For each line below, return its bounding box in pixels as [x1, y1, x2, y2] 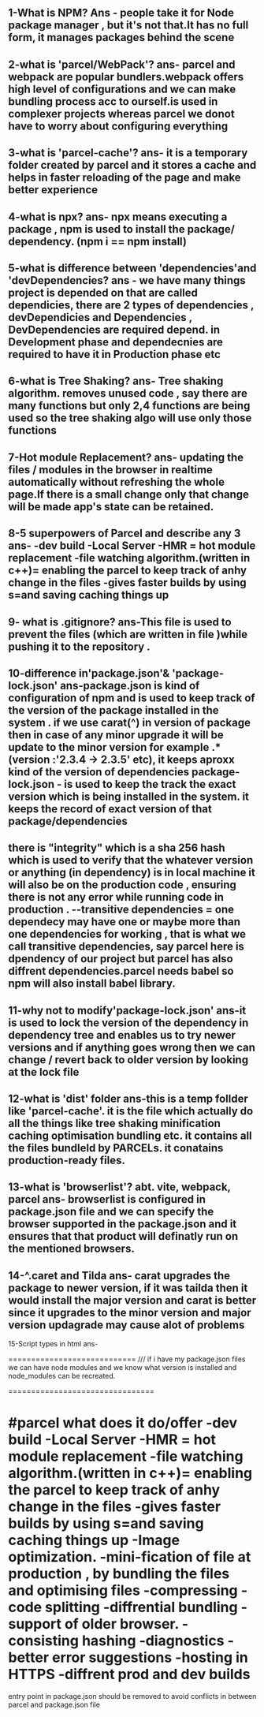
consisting [8, 1632, 79, 1650]
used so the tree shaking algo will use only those [8, 412, 252, 425]
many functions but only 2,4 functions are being [8, 399, 251, 412]
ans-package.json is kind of [60, 678, 200, 692]
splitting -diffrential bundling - [44, 1599, 248, 1616]
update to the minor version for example [8, 741, 210, 754]
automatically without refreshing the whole [8, 475, 225, 488]
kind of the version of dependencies [8, 765, 190, 778]
